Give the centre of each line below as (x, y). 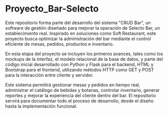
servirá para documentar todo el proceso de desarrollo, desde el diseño (79, 100)
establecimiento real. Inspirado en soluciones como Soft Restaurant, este (81, 33)
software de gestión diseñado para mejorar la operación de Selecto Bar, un (83, 28)
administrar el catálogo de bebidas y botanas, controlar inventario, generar (82, 90)
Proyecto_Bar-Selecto (52, 9)
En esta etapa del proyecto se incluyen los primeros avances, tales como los (84, 54)
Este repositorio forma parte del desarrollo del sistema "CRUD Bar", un (78, 23)
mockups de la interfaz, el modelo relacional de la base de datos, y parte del (84, 59)
